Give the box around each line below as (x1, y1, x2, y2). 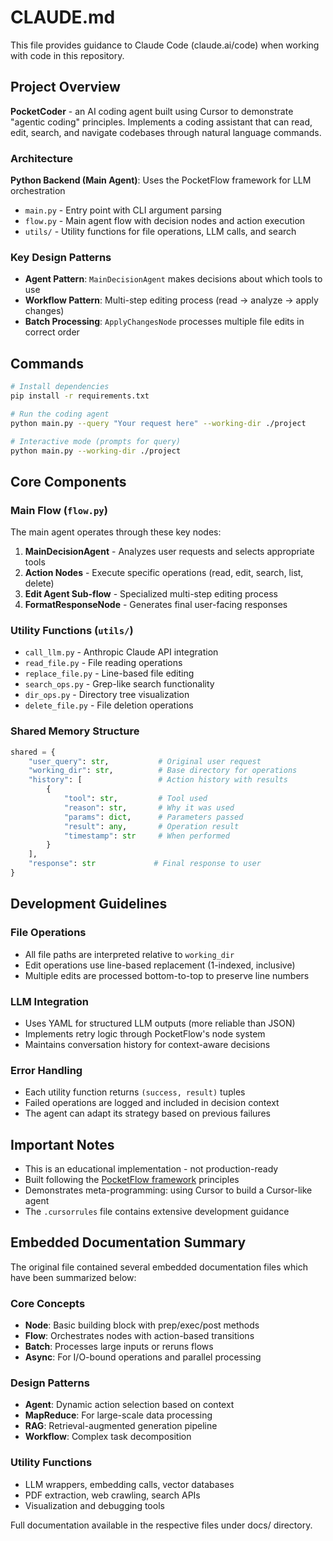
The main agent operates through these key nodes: (10, 526, 222, 538)
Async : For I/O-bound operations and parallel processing (24, 1351, 262, 1363)
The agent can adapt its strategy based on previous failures (24, 1107, 271, 1120)
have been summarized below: (10, 1271, 137, 1283)
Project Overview (10, 79, 121, 96)
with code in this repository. (10, 49, 125, 61)
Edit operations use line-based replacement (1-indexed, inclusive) (24, 959, 296, 971)
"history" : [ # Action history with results (28, 775, 288, 785)
